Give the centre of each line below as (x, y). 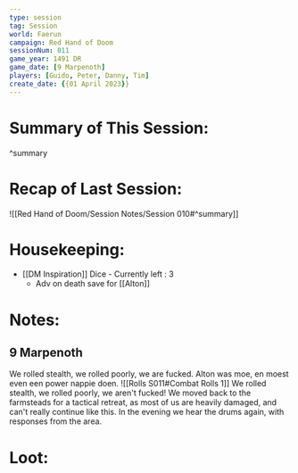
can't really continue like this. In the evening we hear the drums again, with (147, 412)
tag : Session (33, 26)
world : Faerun (36, 34)
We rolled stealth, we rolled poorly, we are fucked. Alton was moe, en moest (149, 374)
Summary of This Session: (109, 128)
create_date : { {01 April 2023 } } (69, 84)
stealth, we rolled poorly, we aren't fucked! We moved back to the (130, 393)
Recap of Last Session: (96, 189)
